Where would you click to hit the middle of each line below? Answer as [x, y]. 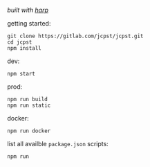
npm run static [29, 105]
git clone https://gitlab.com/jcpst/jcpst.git [75, 36]
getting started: [29, 23]
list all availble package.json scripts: [58, 144]
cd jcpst [20, 42]
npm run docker [29, 131]
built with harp [28, 10]
